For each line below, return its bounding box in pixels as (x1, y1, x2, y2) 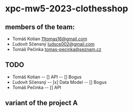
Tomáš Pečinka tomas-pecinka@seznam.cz (12, 47, 102, 52)
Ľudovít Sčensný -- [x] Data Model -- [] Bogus (12, 79, 107, 85)
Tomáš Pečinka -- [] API (12, 84, 62, 90)
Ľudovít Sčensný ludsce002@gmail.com (12, 41, 95, 47)
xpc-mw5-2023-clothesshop (5, 3, 129, 14)
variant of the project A (5, 99, 78, 107)
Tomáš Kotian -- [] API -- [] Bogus (12, 74, 82, 80)
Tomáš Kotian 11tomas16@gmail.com (12, 36, 88, 42)
